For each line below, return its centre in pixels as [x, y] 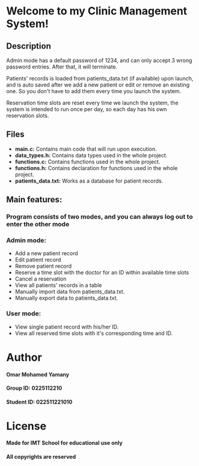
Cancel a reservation [41, 279]
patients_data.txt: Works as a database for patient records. [89, 181]
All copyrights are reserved [41, 457]
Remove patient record [43, 266]
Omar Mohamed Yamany [38, 374]
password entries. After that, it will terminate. [62, 67]
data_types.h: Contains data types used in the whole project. [91, 155]
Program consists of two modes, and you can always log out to [100, 217]
